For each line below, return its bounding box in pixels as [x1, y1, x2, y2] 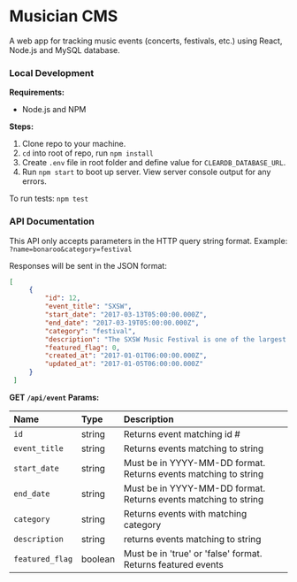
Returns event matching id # [123, 427, 240, 440]
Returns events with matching [123, 507, 247, 519]
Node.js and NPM [21, 104, 87, 115]
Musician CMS [9, 6, 118, 27]
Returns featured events [123, 558, 224, 571]
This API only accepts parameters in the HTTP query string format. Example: [9, 235, 288, 246]
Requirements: [9, 87, 65, 98]
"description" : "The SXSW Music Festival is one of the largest [44, 334, 287, 344]
